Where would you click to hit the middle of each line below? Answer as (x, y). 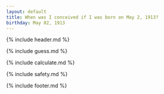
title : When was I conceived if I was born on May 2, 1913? (83, 17)
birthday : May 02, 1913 (36, 23)
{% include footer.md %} (37, 86)
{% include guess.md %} (37, 51)
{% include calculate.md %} (41, 62)
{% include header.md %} (38, 40)
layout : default (26, 12)
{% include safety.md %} (37, 74)
